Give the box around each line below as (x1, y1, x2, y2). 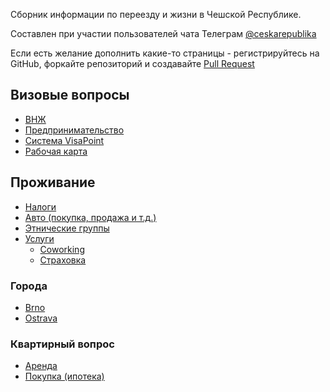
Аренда (24, 360, 58, 372)
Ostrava (24, 312, 58, 324)
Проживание (10, 174, 96, 191)
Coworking (39, 243, 85, 255)
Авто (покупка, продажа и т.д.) (24, 211, 157, 223)
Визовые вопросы (10, 87, 130, 104)
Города (10, 279, 48, 293)
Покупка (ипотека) (24, 370, 105, 383)
